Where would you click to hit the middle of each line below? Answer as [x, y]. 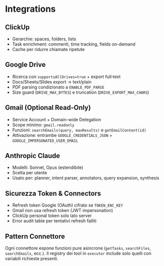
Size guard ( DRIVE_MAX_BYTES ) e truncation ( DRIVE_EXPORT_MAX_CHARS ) [81, 92]
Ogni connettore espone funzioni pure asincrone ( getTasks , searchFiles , [78, 248]
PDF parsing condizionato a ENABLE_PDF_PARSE [58, 87]
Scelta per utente [30, 173]
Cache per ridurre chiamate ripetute [48, 49]
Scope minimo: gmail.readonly [43, 125]
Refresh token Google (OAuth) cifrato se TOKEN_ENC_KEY [68, 205]
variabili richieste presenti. [32, 259]
